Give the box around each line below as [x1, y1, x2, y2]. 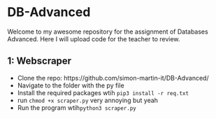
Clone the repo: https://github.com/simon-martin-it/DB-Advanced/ [17, 73, 209, 82]
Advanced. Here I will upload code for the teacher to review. [7, 34, 180, 43]
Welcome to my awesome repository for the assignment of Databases [7, 27, 208, 36]
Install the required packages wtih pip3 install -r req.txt [17, 88, 189, 97]
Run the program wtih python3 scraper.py [17, 103, 136, 112]
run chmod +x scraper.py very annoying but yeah [17, 96, 159, 104]
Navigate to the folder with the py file [17, 81, 124, 90]
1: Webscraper [7, 55, 72, 67]
